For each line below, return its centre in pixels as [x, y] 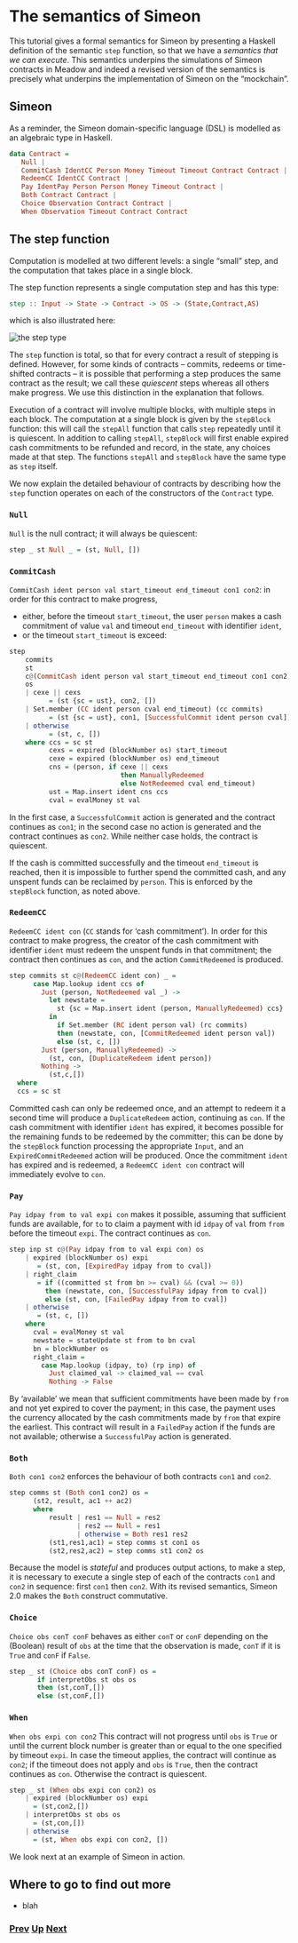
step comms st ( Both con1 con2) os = [79, 1493]
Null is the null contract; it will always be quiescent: [103, 533]
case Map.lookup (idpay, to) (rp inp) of [119, 1366]
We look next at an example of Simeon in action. [97, 1856]
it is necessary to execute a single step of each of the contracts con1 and [142, 1577]
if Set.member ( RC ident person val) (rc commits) [152, 1025]
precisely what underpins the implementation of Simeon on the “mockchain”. [149, 78]
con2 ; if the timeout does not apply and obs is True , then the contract [134, 1764]
